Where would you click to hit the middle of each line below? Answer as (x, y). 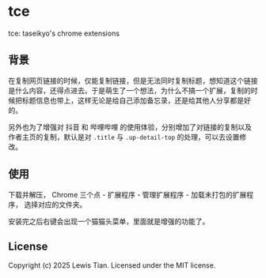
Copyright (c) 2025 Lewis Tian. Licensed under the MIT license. (112, 265)
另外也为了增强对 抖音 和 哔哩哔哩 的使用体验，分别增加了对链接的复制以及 (130, 127)
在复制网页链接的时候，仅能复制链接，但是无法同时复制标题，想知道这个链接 (133, 81)
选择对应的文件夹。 (55, 205)
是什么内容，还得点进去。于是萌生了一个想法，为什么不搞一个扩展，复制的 (129, 90)
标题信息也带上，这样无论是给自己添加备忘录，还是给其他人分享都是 (133, 100)
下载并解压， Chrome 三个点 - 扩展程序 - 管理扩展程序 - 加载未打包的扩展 (127, 194)
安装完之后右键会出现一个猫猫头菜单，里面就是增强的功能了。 (109, 221)
